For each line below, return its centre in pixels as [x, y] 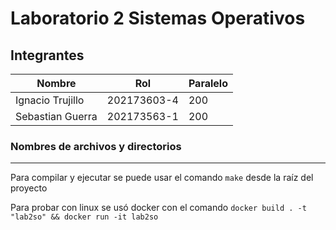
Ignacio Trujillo [50, 100]
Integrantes [47, 55]
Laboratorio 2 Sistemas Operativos [158, 18]
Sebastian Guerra [56, 116]
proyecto [29, 188]
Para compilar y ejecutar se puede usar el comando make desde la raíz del [162, 178]
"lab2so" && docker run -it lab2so [84, 217]
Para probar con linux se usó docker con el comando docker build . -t [158, 208]
